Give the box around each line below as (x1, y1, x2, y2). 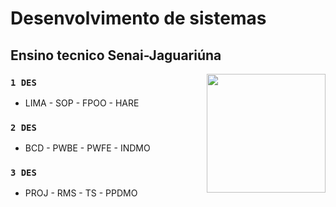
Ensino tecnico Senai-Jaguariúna (10, 47, 222, 64)
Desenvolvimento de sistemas (10, 7, 267, 30)
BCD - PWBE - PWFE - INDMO (24, 142, 151, 154)
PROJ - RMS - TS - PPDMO (24, 187, 138, 199)
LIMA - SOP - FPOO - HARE (24, 97, 140, 109)
